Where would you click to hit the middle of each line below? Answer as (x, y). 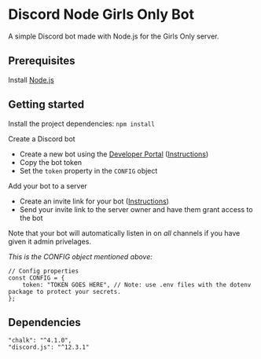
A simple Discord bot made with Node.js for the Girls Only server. (114, 36)
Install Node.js (31, 79)
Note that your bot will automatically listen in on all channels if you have (124, 233)
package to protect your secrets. (65, 291)
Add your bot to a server (48, 185)
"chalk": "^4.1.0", (40, 341)
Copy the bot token (51, 162)
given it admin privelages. (50, 241)
